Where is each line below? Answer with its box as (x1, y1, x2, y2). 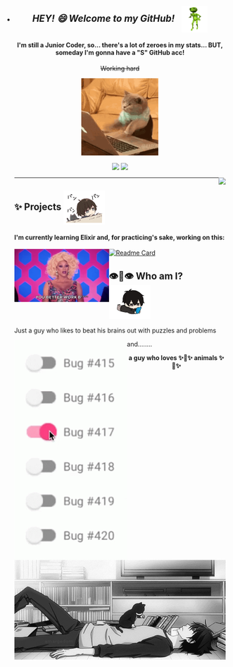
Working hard (100, 64, 140, 73)
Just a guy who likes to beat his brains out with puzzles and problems (13, 326, 217, 335)
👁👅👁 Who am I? (108, 270, 183, 282)
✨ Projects (13, 201, 62, 213)
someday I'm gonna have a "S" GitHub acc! (55, 48, 185, 56)
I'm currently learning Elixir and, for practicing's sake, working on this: (13, 233, 225, 241)
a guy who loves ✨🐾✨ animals (128, 354, 218, 362)
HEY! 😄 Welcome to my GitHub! (32, 13, 175, 25)
